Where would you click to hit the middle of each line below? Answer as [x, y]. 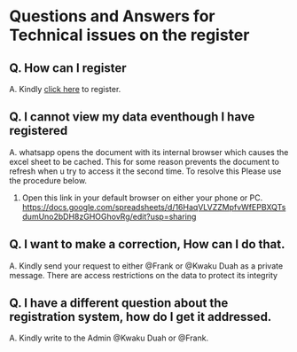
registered [39, 131]
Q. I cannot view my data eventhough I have [132, 117]
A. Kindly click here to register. [65, 89]
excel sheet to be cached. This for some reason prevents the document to [144, 161]
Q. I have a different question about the [119, 303]
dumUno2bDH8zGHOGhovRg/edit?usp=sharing [109, 216]
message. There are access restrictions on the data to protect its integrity [143, 275]
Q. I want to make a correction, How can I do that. [147, 244]
